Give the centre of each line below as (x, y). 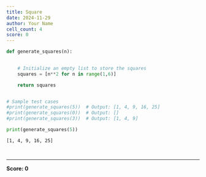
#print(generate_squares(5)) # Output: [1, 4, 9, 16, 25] (83, 107)
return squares (37, 85)
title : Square (25, 12)
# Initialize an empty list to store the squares (82, 68)
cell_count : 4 (25, 29)
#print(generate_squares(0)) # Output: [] (63, 113)
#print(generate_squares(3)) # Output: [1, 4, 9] (72, 119)
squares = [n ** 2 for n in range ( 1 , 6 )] (67, 74)
